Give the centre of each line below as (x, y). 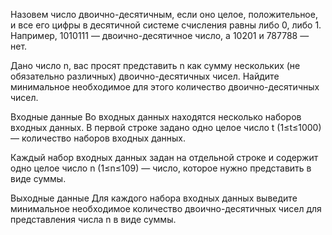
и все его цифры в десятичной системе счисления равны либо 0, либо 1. (166, 25)
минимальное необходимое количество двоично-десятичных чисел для (166, 208)
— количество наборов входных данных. (98, 138)
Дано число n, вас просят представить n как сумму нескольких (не (155, 65)
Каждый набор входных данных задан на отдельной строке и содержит (164, 157)
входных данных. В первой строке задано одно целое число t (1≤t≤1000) (166, 127)
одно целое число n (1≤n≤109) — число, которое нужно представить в (161, 168)
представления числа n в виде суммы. (93, 219)
